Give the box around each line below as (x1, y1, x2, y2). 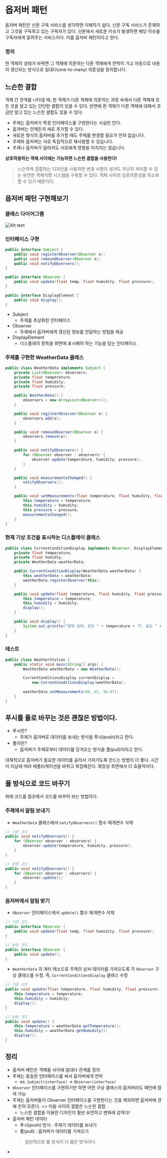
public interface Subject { (5, 247, 64, 252)
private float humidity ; (14, 379, 66, 384)
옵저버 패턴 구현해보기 (5, 194, 69, 203)
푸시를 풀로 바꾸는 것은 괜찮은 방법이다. (5, 714, 118, 723)
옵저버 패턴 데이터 (12, 1116, 47, 1122)
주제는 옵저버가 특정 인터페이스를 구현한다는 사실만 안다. (12, 120, 122, 126)
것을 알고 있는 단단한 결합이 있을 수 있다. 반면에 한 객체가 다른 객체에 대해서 (10, 103, 156, 109)
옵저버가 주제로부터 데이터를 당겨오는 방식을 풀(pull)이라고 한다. (19, 746, 143, 752)
